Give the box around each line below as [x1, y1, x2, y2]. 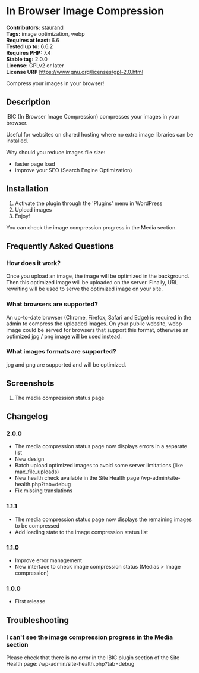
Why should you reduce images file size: [6, 148, 106, 156]
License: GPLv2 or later [6, 61, 64, 69]
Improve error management [14, 556, 82, 564]
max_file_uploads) [14, 468, 59, 475]
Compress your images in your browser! [6, 79, 105, 87]
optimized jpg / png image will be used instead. [6, 333, 122, 340]
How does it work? [6, 259, 61, 267]
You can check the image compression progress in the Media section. [6, 224, 177, 231]
